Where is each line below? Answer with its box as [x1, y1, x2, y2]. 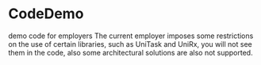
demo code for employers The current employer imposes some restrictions [8, 31, 254, 40]
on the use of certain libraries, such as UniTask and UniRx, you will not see [8, 39, 252, 48]
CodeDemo [8, 5, 84, 23]
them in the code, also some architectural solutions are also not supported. [8, 48, 253, 57]
